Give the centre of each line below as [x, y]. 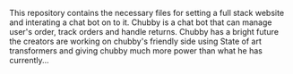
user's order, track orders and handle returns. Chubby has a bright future [144, 32]
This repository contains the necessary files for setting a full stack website [147, 13]
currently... [29, 60]
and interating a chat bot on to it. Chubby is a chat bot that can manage [141, 22]
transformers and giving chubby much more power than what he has [136, 51]
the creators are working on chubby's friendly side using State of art [136, 41]
